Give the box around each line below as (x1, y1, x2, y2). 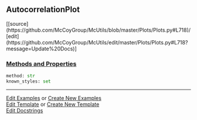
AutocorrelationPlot (6, 5, 80, 15)
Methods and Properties (6, 60, 77, 68)
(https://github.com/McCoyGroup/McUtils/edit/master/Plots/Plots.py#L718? (6, 39, 188, 46)
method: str (6, 73, 35, 79)
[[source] (6, 20, 29, 27)
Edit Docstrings (6, 107, 43, 114)
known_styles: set (6, 78, 51, 84)
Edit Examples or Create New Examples (6, 94, 101, 101)
